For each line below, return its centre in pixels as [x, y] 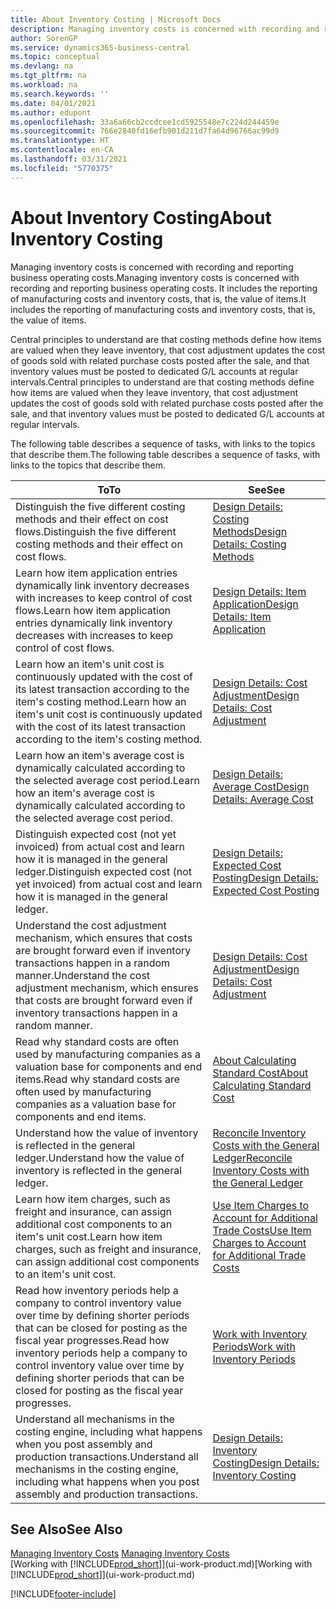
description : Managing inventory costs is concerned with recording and [165, 29]
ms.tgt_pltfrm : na [48, 76]
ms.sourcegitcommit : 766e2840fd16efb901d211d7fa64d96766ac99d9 [145, 131]
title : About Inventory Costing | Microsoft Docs [116, 19]
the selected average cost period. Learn [107, 780]
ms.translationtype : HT [60, 141]
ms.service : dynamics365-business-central [100, 47]
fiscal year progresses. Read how [92, 1340]
